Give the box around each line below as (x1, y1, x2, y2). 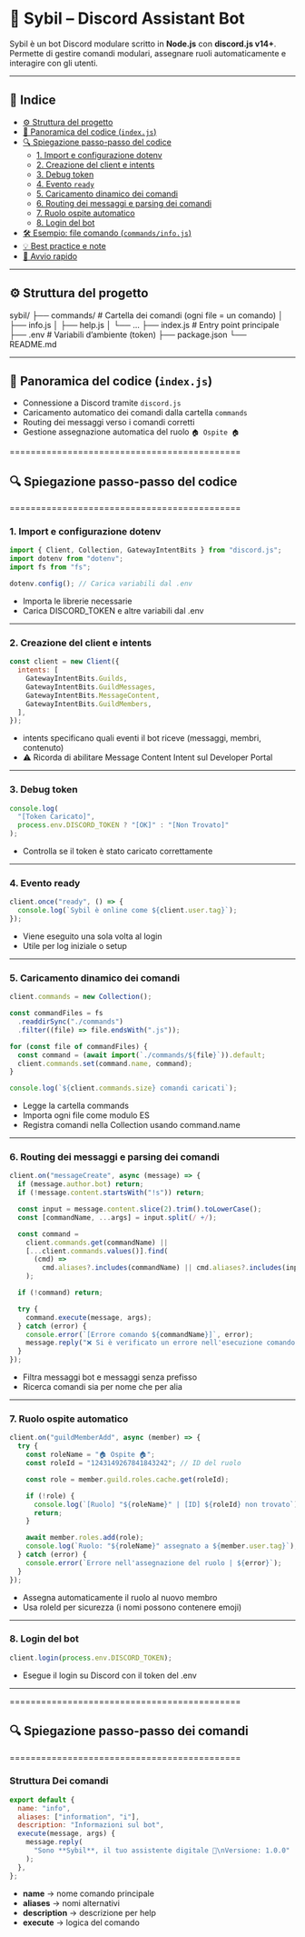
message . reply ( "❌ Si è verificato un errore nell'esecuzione (25, 1338, 263, 1348)
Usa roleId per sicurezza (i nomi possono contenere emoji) (22, 1602, 242, 1613)
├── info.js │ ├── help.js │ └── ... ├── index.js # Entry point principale (9, 319, 280, 330)
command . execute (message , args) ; (25, 1313, 152, 1322)
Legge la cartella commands (22, 1100, 130, 1112)
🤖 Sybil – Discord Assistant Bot (9, 8, 245, 29)
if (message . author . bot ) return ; (17, 1180, 144, 1189)
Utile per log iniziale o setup (22, 941, 127, 951)
